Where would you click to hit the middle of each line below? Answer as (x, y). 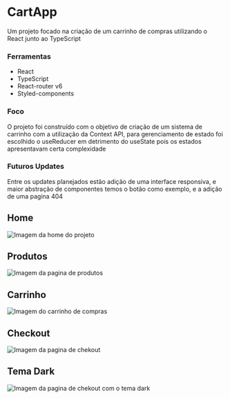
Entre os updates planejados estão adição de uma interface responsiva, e (112, 181)
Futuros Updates (36, 167)
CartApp (32, 12)
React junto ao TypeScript (44, 38)
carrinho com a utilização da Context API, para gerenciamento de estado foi (115, 134)
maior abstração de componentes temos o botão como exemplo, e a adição (115, 189)
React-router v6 (40, 86)
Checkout (29, 333)
